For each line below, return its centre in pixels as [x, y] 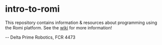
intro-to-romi [32, 9]
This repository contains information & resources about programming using [81, 22]
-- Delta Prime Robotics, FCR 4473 [40, 37]
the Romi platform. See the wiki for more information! [59, 27]
